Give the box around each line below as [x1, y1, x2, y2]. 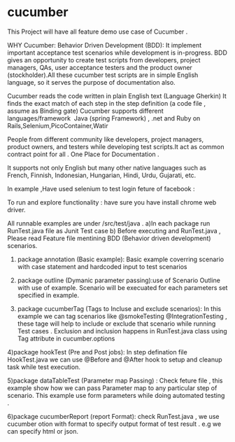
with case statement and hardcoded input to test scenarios [17, 262, 187, 270]
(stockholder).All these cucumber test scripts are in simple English [7, 71, 199, 79]
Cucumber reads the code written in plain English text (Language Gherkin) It [7, 92, 227, 100]
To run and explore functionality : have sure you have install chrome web [7, 198, 217, 207]
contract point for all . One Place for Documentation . [7, 150, 159, 158]
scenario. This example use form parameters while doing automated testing [7, 391, 225, 399]
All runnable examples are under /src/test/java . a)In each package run [7, 219, 211, 228]
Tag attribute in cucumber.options [17, 334, 115, 343]
